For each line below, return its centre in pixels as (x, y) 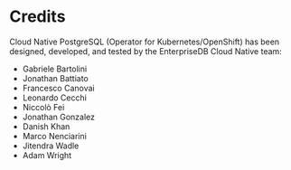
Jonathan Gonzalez (59, 117)
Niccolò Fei (43, 107)
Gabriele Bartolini (55, 69)
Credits (38, 17)
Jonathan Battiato (55, 78)
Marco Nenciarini (55, 136)
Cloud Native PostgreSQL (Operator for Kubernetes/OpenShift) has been (145, 42)
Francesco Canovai (58, 88)
